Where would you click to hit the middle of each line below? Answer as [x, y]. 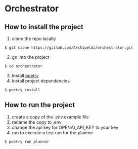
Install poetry [25, 75]
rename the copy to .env [37, 122]
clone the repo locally [34, 38]
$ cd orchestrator [23, 66]
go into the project [31, 57]
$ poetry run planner [27, 142]
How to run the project [40, 105]
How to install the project [44, 27]
